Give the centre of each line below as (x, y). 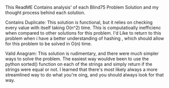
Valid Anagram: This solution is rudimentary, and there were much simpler (82, 53)
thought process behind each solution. (45, 13)
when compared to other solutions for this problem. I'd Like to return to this (83, 33)
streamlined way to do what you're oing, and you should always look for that (84, 75)
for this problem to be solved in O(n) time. (49, 44)
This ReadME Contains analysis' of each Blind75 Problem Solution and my (82, 7)
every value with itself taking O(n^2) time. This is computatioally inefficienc (83, 28)
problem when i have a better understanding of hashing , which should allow (85, 38)
